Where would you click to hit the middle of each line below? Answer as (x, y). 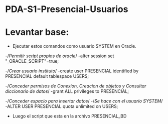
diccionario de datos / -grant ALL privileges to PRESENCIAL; (67, 91)
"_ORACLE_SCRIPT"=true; (32, 61)
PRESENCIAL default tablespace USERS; (47, 76)
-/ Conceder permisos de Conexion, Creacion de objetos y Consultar (76, 86)
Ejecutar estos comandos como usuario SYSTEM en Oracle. (74, 46)
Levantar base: (37, 32)
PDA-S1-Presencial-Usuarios (67, 9)
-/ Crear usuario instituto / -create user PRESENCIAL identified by (72, 71)
